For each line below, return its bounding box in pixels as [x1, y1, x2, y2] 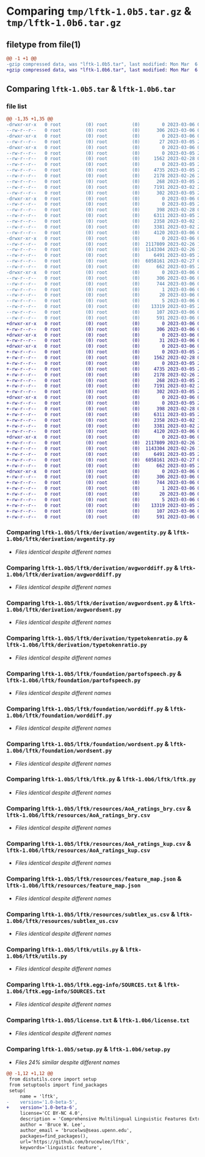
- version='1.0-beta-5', [6, 1099, 78, 1105]
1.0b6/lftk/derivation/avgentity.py [6, 536, 115, 543]
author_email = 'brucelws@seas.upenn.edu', [20, 1127, 132, 1133]
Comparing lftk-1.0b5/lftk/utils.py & [6, 945, 124, 953]
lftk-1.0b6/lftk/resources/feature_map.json [6, 882, 141, 889]
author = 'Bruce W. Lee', [20, 1122, 86, 1128]
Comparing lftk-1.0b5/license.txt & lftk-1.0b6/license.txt [6, 1016, 190, 1024]
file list [6, 102, 27, 111]
